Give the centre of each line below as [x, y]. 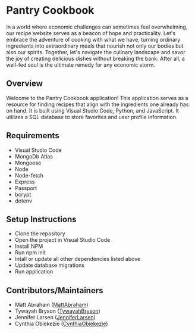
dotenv [23, 201]
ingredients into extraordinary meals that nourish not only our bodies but [95, 46]
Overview [25, 84]
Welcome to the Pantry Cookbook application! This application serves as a [97, 98]
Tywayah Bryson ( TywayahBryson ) [58, 311]
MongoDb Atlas [34, 156]
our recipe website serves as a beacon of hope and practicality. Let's [91, 33]
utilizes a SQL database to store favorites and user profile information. [92, 117]
